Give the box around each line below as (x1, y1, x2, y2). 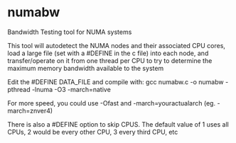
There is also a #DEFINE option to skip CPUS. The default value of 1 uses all (7, 120, 229, 128)
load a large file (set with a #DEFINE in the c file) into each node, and (7, 49, 209, 57)
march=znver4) (7, 106, 53, 115)
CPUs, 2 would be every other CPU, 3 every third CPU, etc (7, 127, 178, 136)
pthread (7, 85, 31, 93)
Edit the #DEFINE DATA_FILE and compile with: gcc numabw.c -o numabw (7, 77, 224, 86)
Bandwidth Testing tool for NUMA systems (7, 28, 132, 36)
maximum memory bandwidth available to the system (7, 64, 164, 72)
